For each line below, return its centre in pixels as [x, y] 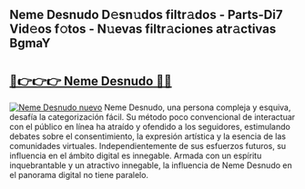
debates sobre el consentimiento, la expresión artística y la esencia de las [148, 136]
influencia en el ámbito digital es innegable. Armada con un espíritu [136, 155]
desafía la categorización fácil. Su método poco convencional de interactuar [152, 117]
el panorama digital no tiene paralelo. [79, 175]
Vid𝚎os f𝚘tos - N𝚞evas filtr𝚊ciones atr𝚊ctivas [143, 30]
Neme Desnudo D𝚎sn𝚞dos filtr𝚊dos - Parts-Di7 [146, 15]
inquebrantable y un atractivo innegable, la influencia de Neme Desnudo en [151, 165]
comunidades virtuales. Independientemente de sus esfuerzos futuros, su [148, 146]
